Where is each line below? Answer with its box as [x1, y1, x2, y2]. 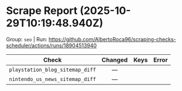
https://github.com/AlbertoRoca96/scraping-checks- [49, 36, 177, 43]
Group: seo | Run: [6, 36, 48, 43]
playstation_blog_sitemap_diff [9, 66, 97, 73]
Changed [101, 55, 128, 64]
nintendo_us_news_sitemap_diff [9, 76, 97, 82]
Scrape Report [6, 4, 78, 17]
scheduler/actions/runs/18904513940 [6, 42, 97, 49]
